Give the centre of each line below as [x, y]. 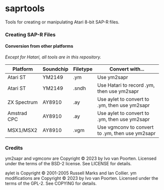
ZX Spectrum [23, 102]
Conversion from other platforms [39, 46]
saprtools [25, 9]
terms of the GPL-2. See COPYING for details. [51, 184]
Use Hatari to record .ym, [126, 85]
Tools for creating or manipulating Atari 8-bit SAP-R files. [62, 22]
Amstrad [17, 114]
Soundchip [56, 69]
